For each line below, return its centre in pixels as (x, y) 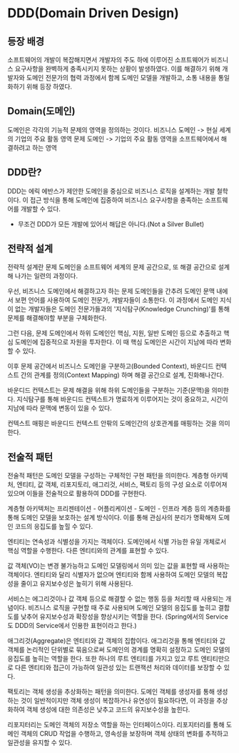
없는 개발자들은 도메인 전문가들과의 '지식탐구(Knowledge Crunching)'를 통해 (122, 309)
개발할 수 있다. (40, 209)
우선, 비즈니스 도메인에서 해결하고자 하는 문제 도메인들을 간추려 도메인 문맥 (111, 291)
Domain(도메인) (41, 111)
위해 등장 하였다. (49, 86)
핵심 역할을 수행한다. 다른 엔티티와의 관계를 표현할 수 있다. (88, 551)
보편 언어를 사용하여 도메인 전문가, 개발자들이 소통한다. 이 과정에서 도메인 (117, 300)
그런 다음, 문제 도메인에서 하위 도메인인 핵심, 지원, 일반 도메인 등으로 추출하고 (115, 333)
